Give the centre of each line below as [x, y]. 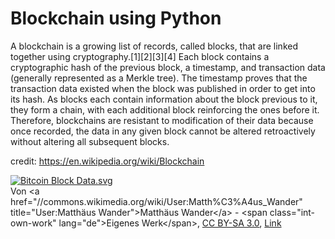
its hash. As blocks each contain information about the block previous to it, [164, 99]
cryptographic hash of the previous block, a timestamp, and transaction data [168, 67]
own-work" [33, 223]
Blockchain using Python [116, 18]
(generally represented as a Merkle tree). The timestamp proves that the [159, 78]
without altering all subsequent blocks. [90, 141]
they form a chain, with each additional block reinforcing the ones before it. [165, 109]
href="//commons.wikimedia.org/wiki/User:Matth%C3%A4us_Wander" [156, 201]
